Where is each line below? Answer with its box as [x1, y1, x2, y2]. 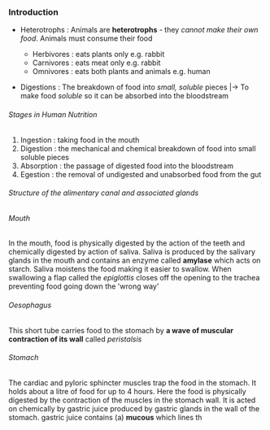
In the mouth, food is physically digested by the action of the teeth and [8, 238, 246, 248]
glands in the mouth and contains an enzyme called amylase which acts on [8, 255, 261, 266]
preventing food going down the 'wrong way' [8, 281, 159, 291]
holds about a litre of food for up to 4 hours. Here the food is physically [8, 386, 246, 396]
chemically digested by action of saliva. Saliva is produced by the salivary [8, 247, 256, 257]
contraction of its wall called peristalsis [8, 334, 142, 344]
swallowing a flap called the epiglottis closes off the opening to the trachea [8, 273, 260, 283]
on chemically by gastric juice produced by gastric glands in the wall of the [8, 403, 260, 413]
